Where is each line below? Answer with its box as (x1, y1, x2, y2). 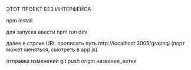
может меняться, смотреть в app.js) (6, 46, 98, 53)
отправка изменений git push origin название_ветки (6, 58, 137, 64)
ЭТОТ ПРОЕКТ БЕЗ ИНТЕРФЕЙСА (6, 6, 91, 12)
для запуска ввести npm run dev (6, 28, 88, 35)
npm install (6, 17, 33, 24)
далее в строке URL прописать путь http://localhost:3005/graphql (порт (6, 40, 185, 46)
